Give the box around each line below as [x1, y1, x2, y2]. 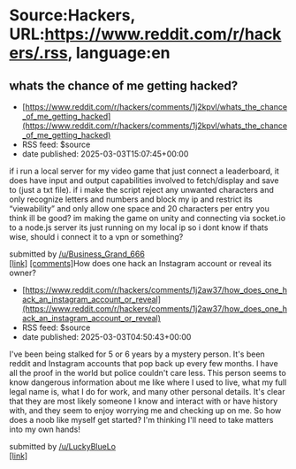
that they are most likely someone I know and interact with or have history [9, 396, 278, 406]
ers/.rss [9, 43, 68, 63]
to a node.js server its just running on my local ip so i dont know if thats [9, 222, 269, 233]
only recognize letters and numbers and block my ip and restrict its [9, 194, 254, 204]
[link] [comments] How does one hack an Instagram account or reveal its [9, 258, 272, 268]
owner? [9, 267, 37, 278]
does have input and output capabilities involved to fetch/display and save [9, 175, 280, 186]
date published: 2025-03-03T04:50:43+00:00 [21, 332, 192, 342]
